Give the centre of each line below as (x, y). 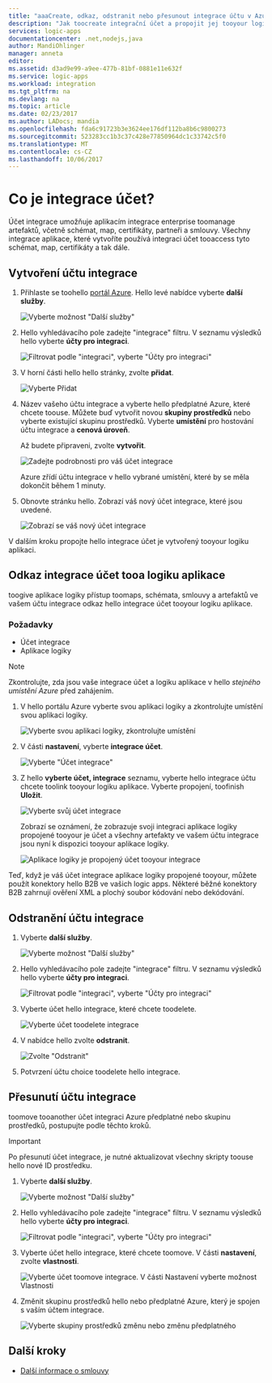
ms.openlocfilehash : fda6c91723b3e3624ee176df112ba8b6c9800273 (117, 129)
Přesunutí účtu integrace (72, 1097)
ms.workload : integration (52, 83)
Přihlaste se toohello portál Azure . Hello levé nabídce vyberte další (131, 292)
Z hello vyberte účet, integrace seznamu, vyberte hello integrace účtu (138, 778)
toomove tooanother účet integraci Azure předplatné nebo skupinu (119, 1116)
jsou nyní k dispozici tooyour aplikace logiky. (94, 844)
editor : (21, 62)
